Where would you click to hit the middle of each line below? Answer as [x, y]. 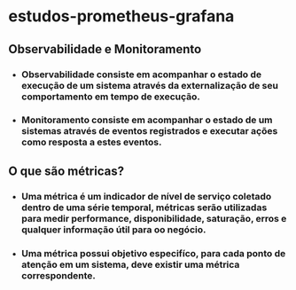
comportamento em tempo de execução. [110, 97]
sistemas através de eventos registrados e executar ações [149, 131]
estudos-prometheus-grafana [121, 16]
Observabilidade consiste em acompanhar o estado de [141, 74]
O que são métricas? [66, 171]
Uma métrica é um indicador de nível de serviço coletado [146, 196]
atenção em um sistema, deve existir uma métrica [130, 264]
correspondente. [58, 275]
